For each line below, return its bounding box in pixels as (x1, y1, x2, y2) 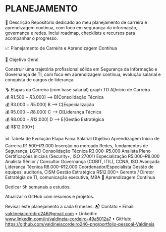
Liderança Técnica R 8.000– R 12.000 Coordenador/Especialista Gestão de (5, 164, 154, 170)
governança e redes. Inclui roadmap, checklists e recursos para (5, 30, 135, 36)
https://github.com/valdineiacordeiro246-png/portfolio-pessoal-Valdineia (5, 221, 155, 227)
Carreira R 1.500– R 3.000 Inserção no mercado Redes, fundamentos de (5, 142, 148, 149)
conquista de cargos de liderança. (5, 76, 75, 82)
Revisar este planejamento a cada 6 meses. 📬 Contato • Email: (5, 203, 135, 209)
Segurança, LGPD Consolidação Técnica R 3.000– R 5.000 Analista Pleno (5, 148, 151, 154)
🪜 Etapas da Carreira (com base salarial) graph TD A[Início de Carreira (5, 86, 150, 92)
